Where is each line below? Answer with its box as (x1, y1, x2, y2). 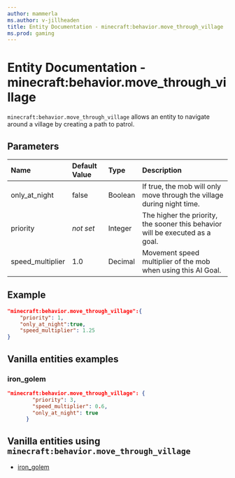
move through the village (142, 190, 224, 200)
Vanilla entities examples (7, 353, 119, 365)
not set (72, 224, 95, 233)
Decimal (108, 256, 135, 266)
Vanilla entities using (7, 435, 101, 447)
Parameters (7, 140, 59, 152)
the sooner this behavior (142, 219, 222, 229)
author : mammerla (7, 10, 58, 17)
